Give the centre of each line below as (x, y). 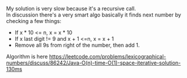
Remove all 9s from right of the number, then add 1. (77, 45)
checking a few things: (34, 21)
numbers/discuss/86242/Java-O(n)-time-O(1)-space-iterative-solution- (93, 63)
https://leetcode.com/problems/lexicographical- (108, 56)
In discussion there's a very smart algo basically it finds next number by (94, 15)
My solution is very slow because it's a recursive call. (71, 9)
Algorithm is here (27, 56)
